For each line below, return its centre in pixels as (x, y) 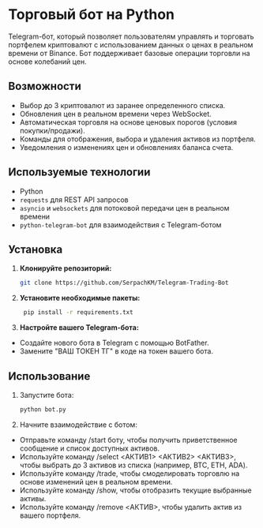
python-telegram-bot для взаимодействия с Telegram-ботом (120, 225)
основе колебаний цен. (47, 62)
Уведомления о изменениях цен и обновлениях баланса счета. (126, 147)
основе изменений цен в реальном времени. (96, 481)
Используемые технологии (79, 172)
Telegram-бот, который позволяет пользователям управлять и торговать (131, 36)
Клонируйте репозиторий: (66, 268)
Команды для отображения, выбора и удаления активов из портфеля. (138, 139)
